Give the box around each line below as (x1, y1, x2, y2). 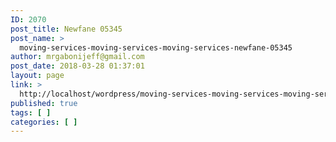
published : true (10, 98, 78, 108)
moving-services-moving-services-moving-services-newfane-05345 (19, 42, 293, 53)
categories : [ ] (10, 117, 78, 127)
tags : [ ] (10, 107, 52, 118)
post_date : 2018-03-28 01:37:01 (10, 61, 145, 71)
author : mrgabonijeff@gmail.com (10, 52, 145, 62)
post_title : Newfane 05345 (10, 24, 123, 34)
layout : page (10, 71, 65, 81)
